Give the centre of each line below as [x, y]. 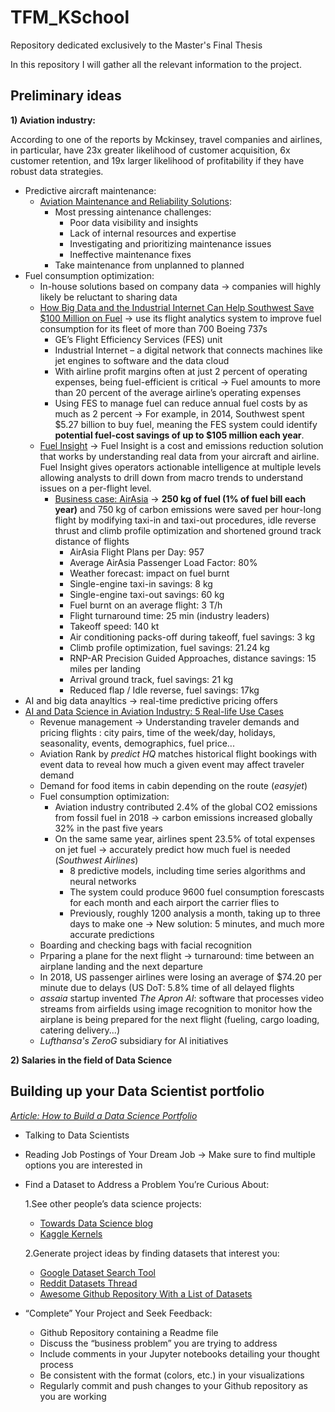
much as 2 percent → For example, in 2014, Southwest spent [179, 413]
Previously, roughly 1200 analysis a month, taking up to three [195, 913]
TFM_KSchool [70, 17]
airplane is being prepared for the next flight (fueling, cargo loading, [179, 1019]
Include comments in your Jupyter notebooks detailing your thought [179, 1353]
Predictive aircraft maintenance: [90, 190]
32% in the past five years [108, 828]
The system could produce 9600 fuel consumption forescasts [197, 892]
